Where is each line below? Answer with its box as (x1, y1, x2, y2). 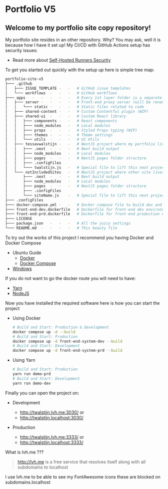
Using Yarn (12, 357, 35, 363)
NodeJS (12, 290, 29, 296)
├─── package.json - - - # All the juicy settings (5, 221, 131, 226)
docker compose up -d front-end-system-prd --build (12, 348, 122, 353)
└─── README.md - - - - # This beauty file (5, 225, 117, 230)
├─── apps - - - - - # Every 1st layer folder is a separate (5, 95, 162, 100)
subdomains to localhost (17, 464, 68, 470)
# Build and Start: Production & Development (12, 325, 109, 330)
